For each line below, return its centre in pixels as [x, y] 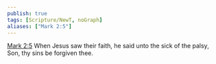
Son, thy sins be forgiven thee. [50, 53]
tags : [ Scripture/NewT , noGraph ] [55, 20]
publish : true [27, 13]
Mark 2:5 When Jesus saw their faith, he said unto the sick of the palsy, [108, 46]
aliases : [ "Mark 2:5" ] [39, 26]
